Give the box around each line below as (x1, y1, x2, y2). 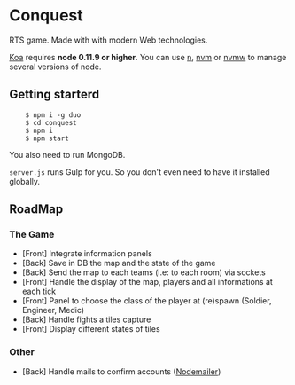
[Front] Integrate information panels (21, 248, 152, 259)
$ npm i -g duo (25, 110, 82, 120)
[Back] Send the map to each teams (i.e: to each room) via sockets (21, 267, 266, 278)
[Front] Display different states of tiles (21, 324, 161, 334)
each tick (21, 286, 56, 297)
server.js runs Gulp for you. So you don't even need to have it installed (9, 166, 270, 177)
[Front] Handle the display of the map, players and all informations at (21, 277, 273, 287)
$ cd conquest (25, 118, 77, 127)
